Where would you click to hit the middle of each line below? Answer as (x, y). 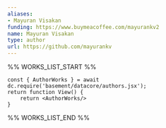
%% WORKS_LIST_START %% (52, 67)
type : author (26, 40)
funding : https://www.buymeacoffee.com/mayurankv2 (83, 27)
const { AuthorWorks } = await (53, 80)
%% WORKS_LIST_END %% (49, 118)
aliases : (20, 14)
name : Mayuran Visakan (41, 34)
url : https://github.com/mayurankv (60, 47)
